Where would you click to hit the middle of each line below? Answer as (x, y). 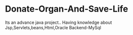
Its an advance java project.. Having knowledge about (59, 22)
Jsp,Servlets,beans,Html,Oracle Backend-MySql (53, 27)
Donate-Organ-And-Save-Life (66, 9)
